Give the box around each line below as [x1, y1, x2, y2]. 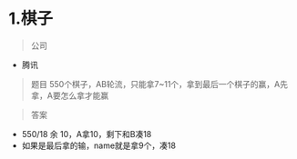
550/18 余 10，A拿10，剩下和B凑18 [21, 128, 152, 139]
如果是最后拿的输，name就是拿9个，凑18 [21, 140, 177, 151]
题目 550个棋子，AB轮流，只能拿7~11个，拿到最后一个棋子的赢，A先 [30, 78, 289, 89]
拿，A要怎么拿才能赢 [30, 90, 109, 101]
